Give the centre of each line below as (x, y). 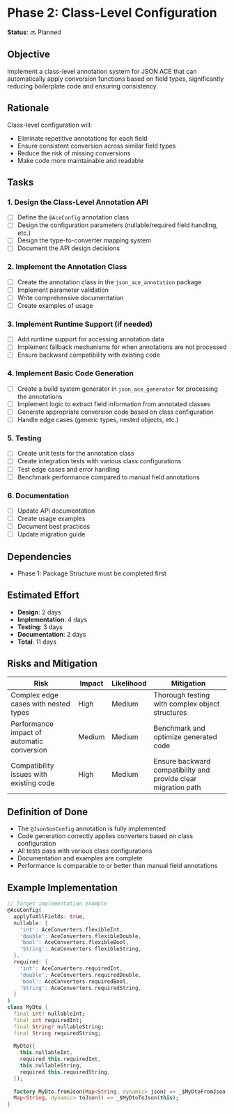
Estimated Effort (44, 595)
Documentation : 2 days (52, 634)
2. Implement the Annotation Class (67, 267)
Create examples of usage (55, 305)
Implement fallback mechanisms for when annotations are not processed (122, 347)
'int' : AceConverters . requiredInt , (71, 968)
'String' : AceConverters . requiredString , (80, 988)
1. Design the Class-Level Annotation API (78, 202)
